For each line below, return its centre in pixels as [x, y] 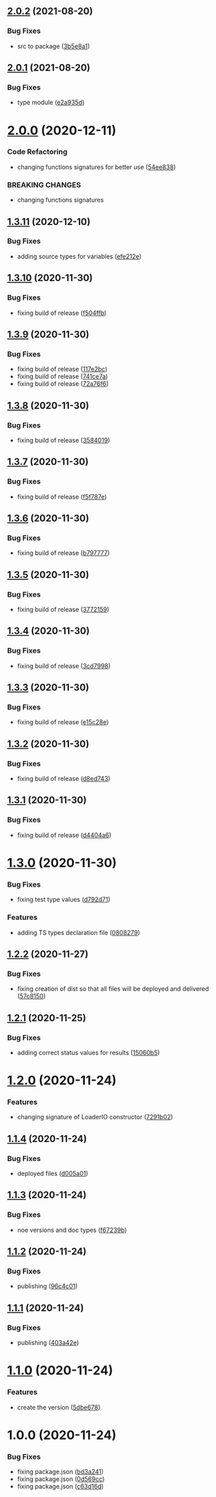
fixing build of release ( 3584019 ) [63, 440]
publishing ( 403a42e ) [48, 1343]
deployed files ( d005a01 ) [52, 1174]
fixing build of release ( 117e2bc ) [62, 369]
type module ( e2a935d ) [51, 102]
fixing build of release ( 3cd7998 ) [64, 666]
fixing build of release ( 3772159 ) [63, 609]
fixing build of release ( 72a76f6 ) [63, 384]
